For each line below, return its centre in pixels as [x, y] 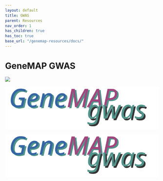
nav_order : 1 [18, 26]
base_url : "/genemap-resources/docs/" [44, 41]
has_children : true [25, 31]
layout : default [21, 10]
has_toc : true [20, 36]
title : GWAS [17, 15]
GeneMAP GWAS [40, 66]
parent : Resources [24, 20]
